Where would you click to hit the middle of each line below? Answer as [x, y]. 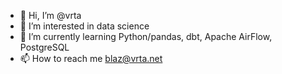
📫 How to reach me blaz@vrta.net [91, 58]
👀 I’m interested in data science [84, 26]
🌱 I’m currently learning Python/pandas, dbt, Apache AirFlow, [146, 36]
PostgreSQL [44, 47]
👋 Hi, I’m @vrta [50, 15]
